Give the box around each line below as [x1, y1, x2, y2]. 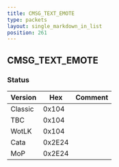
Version [10, 92, 37, 102]
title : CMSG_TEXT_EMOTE [7, 10, 75, 17]
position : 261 [7, 29, 48, 36]
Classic [10, 104, 34, 114]
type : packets [7, 16, 48, 23]
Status [7, 75, 29, 84]
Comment [75, 92, 109, 102]
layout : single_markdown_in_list [7, 23, 103, 29]
